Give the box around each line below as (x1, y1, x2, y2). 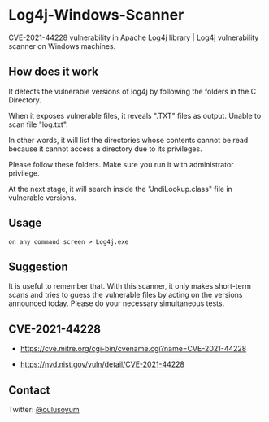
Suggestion (8, 259, 68, 273)
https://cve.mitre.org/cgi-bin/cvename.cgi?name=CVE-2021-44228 (20, 344, 247, 354)
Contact (8, 383, 50, 397)
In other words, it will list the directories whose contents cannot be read (8, 135, 249, 145)
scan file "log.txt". (8, 120, 69, 129)
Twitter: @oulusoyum (8, 405, 80, 414)
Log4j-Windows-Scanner (8, 6, 184, 24)
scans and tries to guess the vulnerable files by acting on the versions (8, 290, 243, 300)
